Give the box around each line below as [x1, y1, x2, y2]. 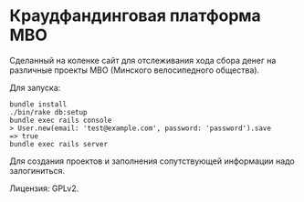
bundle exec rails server [9, 139, 108, 148]
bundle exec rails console [9, 116, 112, 125]
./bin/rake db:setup [9, 107, 89, 116]
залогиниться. [9, 165, 66, 176]
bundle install [9, 99, 68, 109]
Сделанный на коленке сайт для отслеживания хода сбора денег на [9, 55, 277, 66]
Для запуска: [9, 82, 61, 93]
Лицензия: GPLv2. [9, 183, 79, 194]
